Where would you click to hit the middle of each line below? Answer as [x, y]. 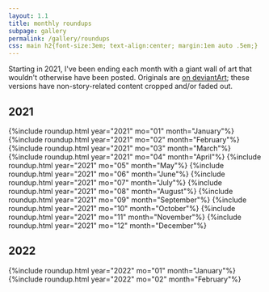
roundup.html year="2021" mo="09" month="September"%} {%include [128, 200]
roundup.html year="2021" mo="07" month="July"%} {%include [115, 182]
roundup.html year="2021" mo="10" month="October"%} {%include [122, 208]
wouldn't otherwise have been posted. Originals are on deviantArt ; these [129, 78]
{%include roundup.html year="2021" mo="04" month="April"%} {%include [135, 157]
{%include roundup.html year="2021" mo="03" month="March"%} [120, 148]
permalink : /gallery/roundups [59, 38]
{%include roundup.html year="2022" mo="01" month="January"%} [122, 270]
